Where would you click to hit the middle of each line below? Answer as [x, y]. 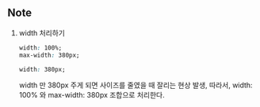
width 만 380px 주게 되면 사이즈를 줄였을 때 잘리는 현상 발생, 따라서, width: [136, 85]
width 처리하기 [42, 33]
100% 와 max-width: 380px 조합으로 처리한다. [92, 95]
